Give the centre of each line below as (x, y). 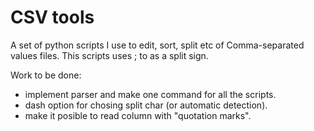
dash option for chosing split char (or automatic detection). (146, 105)
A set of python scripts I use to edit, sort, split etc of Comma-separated (157, 45)
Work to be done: (46, 75)
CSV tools (52, 17)
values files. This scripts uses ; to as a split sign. (109, 55)
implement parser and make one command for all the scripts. (150, 94)
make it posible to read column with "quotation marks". (138, 115)
